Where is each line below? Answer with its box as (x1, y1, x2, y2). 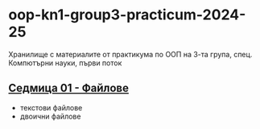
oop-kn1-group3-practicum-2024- (8, 6, 246, 24)
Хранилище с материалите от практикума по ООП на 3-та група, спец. (8, 49, 253, 59)
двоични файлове (19, 111, 81, 121)
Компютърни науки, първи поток (8, 58, 122, 68)
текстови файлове (19, 102, 83, 112)
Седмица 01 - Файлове (8, 81, 129, 95)
